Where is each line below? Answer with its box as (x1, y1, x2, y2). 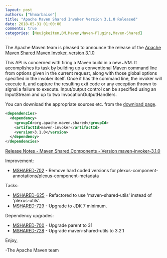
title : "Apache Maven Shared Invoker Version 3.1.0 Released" (5, 17, 138, 22)
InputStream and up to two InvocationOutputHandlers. (5, 91, 117, 97)
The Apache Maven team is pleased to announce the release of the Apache (5, 45, 161, 50)
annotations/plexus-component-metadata (12, 173, 99, 179)
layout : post (5, 7, 33, 13)
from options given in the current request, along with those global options (5, 70, 157, 76)
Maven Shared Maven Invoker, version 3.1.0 (5, 50, 95, 56)
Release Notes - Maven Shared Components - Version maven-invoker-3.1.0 (5, 148, 160, 154)
